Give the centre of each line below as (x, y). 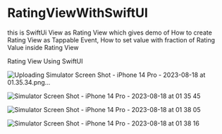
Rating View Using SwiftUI (45, 61)
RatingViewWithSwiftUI (78, 13)
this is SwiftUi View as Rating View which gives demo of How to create (110, 32)
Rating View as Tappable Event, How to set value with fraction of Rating (111, 39)
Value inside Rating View (43, 47)
